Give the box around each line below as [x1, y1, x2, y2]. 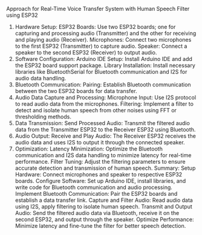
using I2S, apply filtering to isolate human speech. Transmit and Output [15, 203, 192, 210]
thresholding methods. [15, 113, 71, 120]
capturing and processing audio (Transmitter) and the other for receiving [15, 30, 197, 37]
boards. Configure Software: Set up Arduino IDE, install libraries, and [15, 178, 186, 184]
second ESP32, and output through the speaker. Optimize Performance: [15, 216, 194, 223]
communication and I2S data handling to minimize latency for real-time [15, 152, 192, 159]
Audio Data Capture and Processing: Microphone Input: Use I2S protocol [15, 94, 197, 101]
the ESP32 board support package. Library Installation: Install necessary [15, 62, 195, 69]
